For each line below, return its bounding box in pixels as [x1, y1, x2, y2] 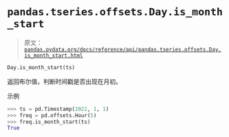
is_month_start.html [23, 52, 83, 59]
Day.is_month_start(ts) [7, 64, 76, 71]
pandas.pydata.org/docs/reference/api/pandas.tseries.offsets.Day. [23, 46, 221, 53]
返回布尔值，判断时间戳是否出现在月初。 [7, 77, 122, 86]
